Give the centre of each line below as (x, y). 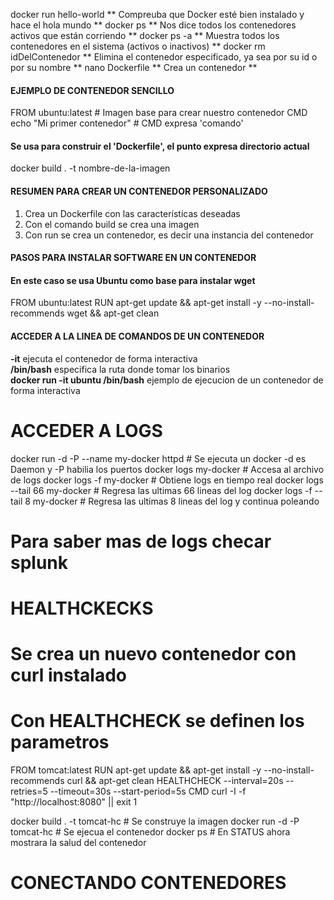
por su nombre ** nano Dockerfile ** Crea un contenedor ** (134, 67)
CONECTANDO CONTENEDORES (148, 883)
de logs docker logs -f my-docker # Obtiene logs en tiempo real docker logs (167, 480)
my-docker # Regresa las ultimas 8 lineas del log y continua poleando (176, 501)
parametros (60, 742)
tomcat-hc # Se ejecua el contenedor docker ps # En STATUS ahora (150, 832)
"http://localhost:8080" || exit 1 (74, 802)
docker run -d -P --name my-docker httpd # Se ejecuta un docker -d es (158, 458)
